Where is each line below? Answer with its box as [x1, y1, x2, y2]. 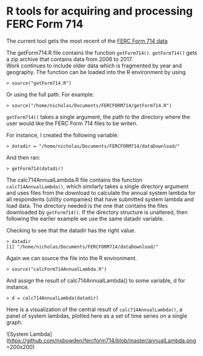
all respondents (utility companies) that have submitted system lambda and [6, 196, 194, 203]
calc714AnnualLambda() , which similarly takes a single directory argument [6, 182, 189, 190]
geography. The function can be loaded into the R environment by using [6, 68, 186, 75]
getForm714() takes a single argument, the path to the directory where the [6, 113, 190, 120]
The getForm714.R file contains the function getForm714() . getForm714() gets [6, 49, 198, 56]
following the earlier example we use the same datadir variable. [6, 214, 165, 222]
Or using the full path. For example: [6, 91, 95, 98]
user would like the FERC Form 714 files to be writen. [6, 120, 138, 127]
